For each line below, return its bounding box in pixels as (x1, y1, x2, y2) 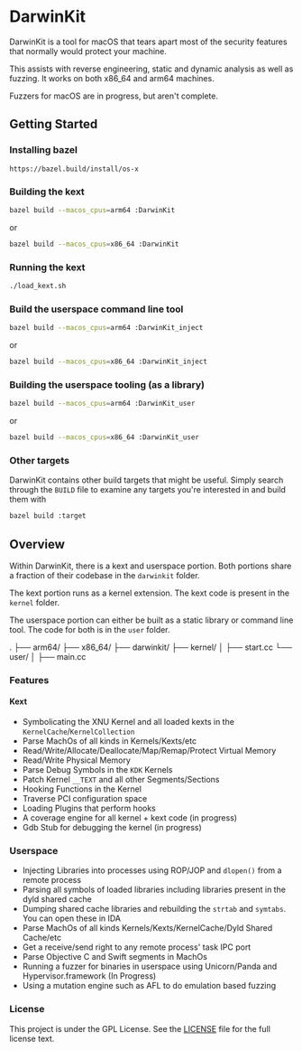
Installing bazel (9, 144, 78, 156)
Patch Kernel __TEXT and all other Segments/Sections (22, 774, 220, 785)
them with (9, 494, 47, 505)
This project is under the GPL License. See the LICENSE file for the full (9, 1023, 270, 1034)
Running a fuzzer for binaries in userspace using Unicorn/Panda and (22, 961, 278, 972)
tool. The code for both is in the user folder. (9, 624, 170, 634)
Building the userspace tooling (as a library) (9, 378, 206, 390)
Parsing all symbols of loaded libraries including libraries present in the (22, 884, 287, 896)
